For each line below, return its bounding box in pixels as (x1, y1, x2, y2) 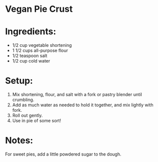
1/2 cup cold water (12, 58, 50, 64)
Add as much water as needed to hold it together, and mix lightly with (12, 102, 154, 108)
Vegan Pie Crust (5, 3, 73, 15)
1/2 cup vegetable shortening (12, 42, 72, 48)
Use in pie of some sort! (12, 118, 61, 124)
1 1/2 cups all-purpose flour (12, 48, 68, 54)
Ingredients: (5, 26, 56, 37)
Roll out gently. (12, 112, 43, 119)
